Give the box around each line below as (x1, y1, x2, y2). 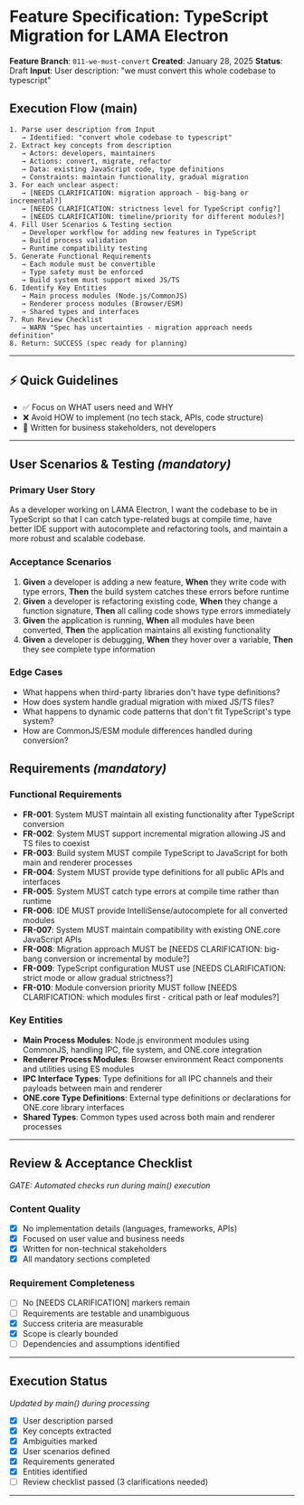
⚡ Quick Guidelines (9, 373, 119, 388)
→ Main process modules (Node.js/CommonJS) (21, 291, 188, 300)
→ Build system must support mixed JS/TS (21, 275, 180, 284)
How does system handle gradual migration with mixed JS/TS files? (22, 696, 274, 707)
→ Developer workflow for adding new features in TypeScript (21, 228, 257, 237)
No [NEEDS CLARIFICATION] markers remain (22, 1297, 191, 1309)
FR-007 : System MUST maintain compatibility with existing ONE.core (22, 924, 280, 935)
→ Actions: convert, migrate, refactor (21, 157, 172, 166)
